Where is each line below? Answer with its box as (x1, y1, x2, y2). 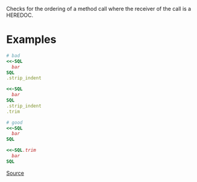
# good (6, 119, 23, 126)
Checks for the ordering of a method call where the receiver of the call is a (6, 5, 192, 12)
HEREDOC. (6, 11, 34, 19)
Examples (6, 33, 57, 47)
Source (6, 169, 24, 177)
